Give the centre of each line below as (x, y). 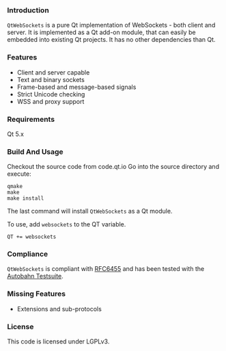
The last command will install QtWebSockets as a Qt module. (90, 211)
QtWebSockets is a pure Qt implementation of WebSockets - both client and (111, 25)
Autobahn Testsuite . (35, 276)
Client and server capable (53, 72)
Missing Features (37, 294)
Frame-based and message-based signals (76, 87)
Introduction (28, 10)
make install (26, 198)
